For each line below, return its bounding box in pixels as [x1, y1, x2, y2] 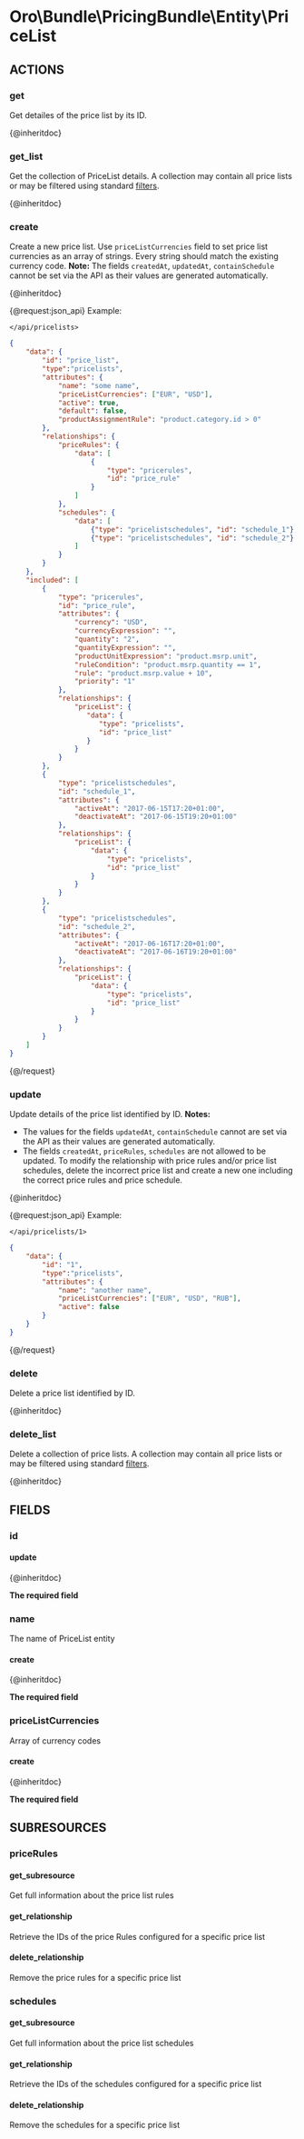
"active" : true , [57, 398, 120, 407]
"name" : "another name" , [57, 1285, 152, 1294]
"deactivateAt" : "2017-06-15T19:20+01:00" [74, 812, 238, 822]
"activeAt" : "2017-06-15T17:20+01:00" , [74, 804, 225, 813]
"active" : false [57, 1303, 120, 1312]
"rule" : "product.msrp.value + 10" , [74, 668, 213, 678]
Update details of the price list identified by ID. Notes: [9, 1109, 211, 1120]
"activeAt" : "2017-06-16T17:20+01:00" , [74, 939, 225, 948]
